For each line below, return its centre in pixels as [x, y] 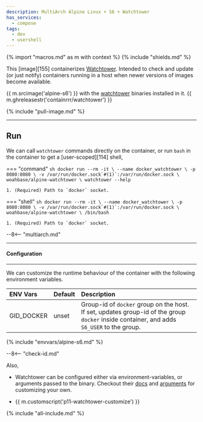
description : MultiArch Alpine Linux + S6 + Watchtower [78, 12]
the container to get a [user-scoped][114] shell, [65, 157]
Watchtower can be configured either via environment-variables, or [99, 377]
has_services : [24, 18]
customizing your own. [43, 390]
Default [64, 295]
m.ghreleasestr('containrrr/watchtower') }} [59, 100]
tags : [13, 29]
